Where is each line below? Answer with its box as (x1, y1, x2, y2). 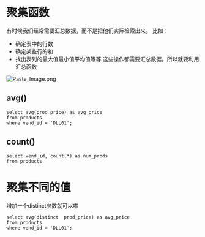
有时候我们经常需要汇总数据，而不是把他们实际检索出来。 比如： (6, 27, 169, 34)
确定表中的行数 (15, 40, 53, 47)
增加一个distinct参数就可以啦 (6, 201, 79, 209)
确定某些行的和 (15, 47, 53, 55)
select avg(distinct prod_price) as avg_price (6, 214, 130, 220)
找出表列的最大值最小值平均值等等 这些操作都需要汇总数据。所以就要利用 (15, 55, 199, 62)
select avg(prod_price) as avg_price (6, 109, 103, 115)
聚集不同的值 (6, 180, 72, 194)
